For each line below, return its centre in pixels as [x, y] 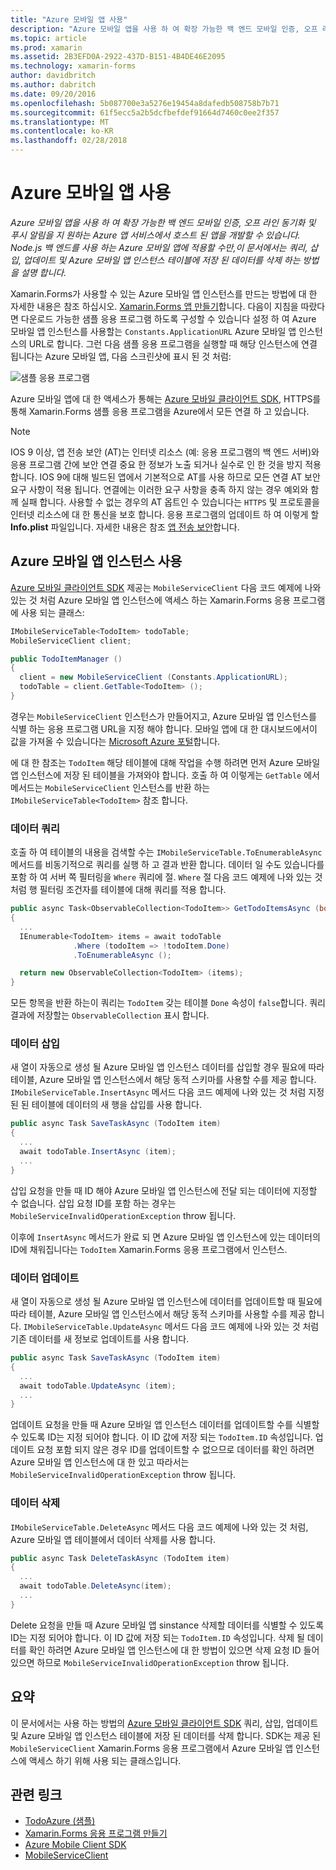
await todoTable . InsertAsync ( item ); [98, 1152]
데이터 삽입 [35, 1044]
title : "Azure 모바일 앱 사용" [69, 19]
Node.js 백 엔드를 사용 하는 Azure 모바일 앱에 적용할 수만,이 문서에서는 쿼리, [159, 247]
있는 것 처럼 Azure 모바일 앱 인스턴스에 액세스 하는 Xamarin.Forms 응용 [150, 600]
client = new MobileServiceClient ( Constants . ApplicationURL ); [153, 677]
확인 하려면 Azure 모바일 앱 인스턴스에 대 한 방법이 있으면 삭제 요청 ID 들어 [174, 1650]
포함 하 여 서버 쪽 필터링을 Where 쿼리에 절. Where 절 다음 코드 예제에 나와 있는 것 [166, 877]
